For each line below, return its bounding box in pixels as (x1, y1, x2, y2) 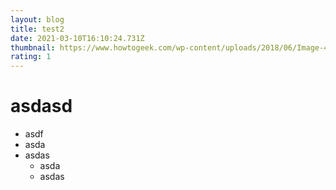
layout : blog (10, 14, 65, 25)
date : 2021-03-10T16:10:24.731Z (10, 33, 145, 43)
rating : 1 (10, 52, 52, 62)
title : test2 (10, 24, 65, 34)
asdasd (10, 95, 73, 118)
